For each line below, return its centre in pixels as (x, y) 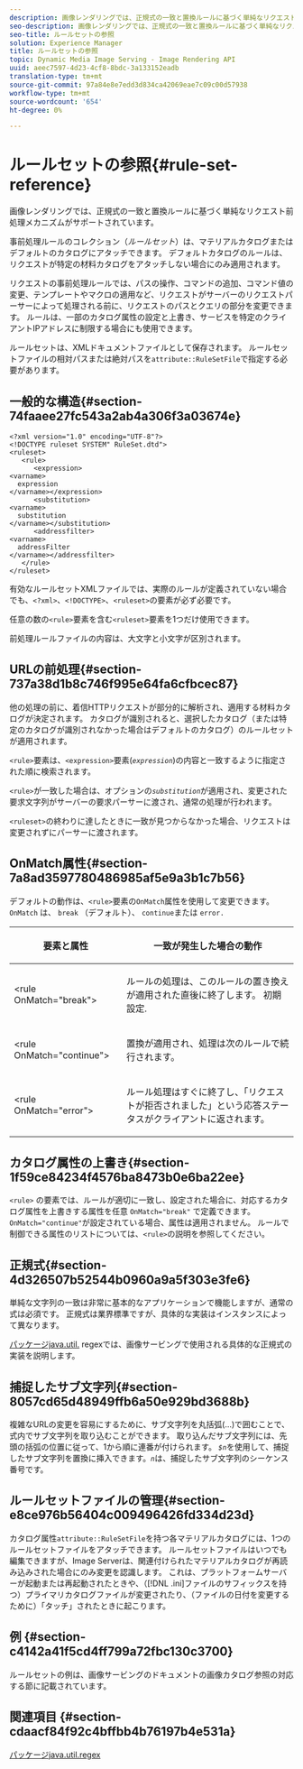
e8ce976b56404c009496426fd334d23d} (132, 1515)
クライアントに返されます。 (211, 1119)
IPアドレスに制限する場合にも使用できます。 (115, 328)
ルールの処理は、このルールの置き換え (207, 981)
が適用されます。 (41, 741)
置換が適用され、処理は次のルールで (203, 1043)
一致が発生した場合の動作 (207, 945)
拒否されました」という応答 (203, 1105)
